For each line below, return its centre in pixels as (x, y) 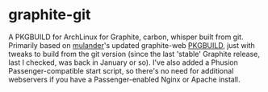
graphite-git (50, 15)
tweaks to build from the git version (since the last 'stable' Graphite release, (134, 54)
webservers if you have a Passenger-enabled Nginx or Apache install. (124, 79)
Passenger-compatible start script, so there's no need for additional (121, 70)
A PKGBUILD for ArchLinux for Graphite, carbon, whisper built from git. (126, 37)
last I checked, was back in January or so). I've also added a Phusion (123, 62)
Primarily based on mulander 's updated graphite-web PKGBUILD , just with (132, 45)
